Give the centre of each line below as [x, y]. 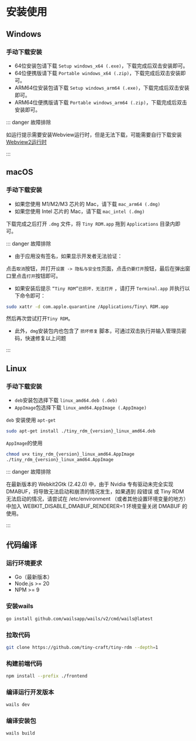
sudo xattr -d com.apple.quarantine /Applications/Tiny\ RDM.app [87, 307]
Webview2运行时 [26, 142]
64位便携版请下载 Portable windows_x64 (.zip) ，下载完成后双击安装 [97, 73]
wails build [20, 733]
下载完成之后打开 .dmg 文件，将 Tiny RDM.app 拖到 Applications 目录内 [91, 224]
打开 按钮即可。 [44, 276]
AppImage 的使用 [24, 443]
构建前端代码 [24, 664]
